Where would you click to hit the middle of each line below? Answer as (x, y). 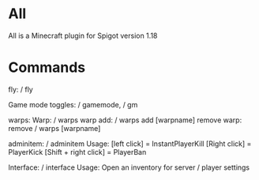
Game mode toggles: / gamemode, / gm (73, 104)
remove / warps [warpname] (54, 128)
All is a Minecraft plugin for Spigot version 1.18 (83, 36)
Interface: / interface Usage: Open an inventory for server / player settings (129, 167)
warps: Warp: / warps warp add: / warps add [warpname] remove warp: (125, 120)
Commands (47, 67)
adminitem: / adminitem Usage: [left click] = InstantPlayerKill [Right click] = (130, 144)
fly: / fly (21, 89)
